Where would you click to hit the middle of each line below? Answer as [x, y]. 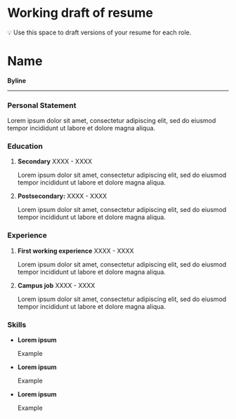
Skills [17, 324]
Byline [17, 80]
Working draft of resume [80, 13]
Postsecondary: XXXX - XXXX [62, 196]
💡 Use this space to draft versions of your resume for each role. [99, 32]
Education [25, 147]
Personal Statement [42, 105]
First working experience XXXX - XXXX [76, 251]
